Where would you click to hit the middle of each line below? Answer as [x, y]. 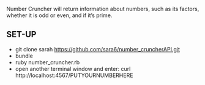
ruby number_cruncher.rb [47, 62]
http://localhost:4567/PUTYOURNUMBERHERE [74, 75]
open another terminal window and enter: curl [73, 68]
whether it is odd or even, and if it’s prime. [59, 15]
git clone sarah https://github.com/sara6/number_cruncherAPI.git [98, 49]
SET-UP [21, 35]
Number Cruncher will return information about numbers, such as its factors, [103, 9]
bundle [24, 56]
